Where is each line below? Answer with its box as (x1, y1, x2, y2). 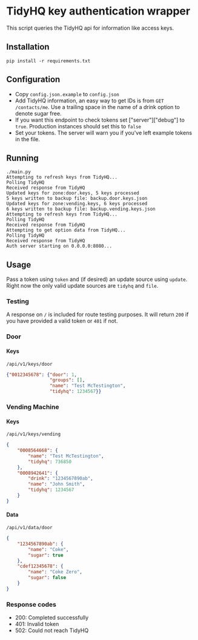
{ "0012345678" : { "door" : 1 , (6, 371, 78, 378)
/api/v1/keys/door (6, 361, 53, 367)
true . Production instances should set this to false (15, 122, 141, 130)
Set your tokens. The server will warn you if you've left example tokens (15, 129, 193, 136)
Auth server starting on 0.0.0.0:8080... (6, 243, 113, 249)
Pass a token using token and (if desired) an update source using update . (6, 275, 188, 283)
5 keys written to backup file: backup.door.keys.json (6, 196, 148, 202)
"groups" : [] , (49, 377, 85, 383)
